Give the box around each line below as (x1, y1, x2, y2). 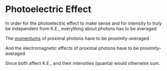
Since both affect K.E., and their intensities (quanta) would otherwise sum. (5, 60, 160, 66)
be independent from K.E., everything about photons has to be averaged (5, 25, 157, 31)
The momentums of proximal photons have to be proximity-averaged (5, 35, 149, 41)
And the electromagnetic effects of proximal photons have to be (5, 45, 139, 51)
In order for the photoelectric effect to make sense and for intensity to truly (5, 20, 162, 26)
